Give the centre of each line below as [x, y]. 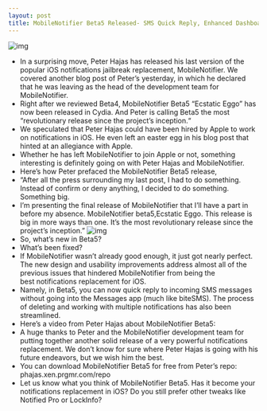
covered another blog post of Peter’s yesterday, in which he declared [133, 78]
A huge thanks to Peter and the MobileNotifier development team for [132, 332]
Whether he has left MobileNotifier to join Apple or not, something [128, 154]
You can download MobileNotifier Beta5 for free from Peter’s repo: [128, 366]
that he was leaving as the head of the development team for [120, 86]
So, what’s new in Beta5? [60, 239]
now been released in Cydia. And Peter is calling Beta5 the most [125, 112]
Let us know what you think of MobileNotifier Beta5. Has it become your [137, 382]
